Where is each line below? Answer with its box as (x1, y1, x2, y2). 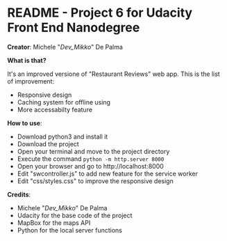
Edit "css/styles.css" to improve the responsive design (17, 176, 174, 185)
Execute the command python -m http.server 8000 (17, 155, 165, 163)
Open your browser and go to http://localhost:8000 (17, 162, 165, 170)
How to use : (7, 118, 42, 127)
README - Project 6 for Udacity (7, 5, 193, 21)
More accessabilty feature (17, 105, 92, 114)
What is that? (7, 56, 47, 64)
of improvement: (7, 77, 54, 85)
